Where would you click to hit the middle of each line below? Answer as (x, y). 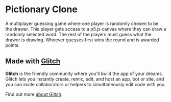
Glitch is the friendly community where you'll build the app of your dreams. (84, 73)
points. (13, 45)
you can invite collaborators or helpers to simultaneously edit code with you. (86, 84)
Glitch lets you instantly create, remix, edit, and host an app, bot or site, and (85, 79)
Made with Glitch (33, 61)
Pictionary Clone (41, 9)
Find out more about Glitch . (34, 94)
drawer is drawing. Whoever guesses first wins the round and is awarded (82, 40)
